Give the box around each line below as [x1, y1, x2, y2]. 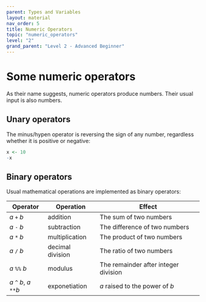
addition [48, 213, 72, 222]
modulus [48, 265, 73, 273]
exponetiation [48, 282, 88, 290]
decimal [48, 243, 71, 252]
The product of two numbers [99, 233, 183, 241]
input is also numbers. [6, 96, 63, 104]
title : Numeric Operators [6, 26, 72, 33]
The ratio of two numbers [99, 247, 173, 255]
